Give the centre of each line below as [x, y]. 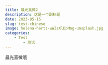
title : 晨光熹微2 [22, 10]
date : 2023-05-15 [23, 19]
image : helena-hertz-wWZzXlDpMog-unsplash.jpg [54, 28]
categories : [17, 33]
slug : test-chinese [25, 24]
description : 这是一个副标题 [33, 14]
